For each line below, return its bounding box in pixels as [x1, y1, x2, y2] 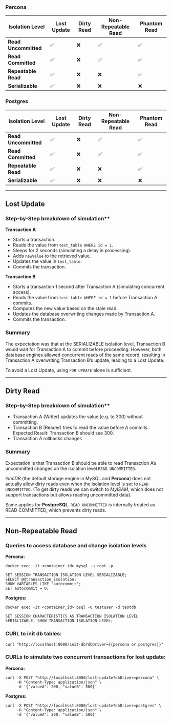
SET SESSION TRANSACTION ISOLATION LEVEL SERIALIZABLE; [5, 572, 127, 577]
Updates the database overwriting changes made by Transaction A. [12, 311, 155, 317]
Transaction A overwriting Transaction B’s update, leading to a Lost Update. [5, 357, 165, 363]
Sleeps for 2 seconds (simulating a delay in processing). [12, 247, 132, 254]
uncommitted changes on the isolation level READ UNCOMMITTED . [5, 465, 137, 471]
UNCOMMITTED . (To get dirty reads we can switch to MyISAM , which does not [5, 486, 163, 492]
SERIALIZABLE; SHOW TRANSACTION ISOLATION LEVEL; [5, 618, 114, 624]
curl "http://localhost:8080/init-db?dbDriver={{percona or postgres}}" [5, 642, 164, 647]
